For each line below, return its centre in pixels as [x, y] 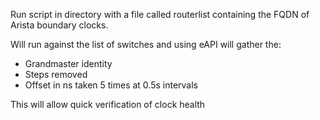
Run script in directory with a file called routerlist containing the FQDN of [160, 14]
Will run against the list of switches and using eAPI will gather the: [146, 44]
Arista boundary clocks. [59, 25]
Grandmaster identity [68, 63]
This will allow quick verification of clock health [108, 104]
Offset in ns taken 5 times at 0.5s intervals [111, 85]
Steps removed [56, 74]
